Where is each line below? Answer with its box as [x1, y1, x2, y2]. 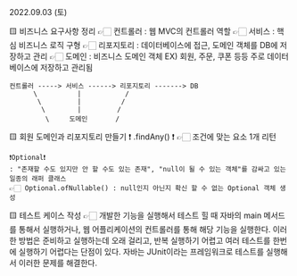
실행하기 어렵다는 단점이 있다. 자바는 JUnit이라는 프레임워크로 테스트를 [18, 247, 265, 256]
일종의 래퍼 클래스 [9, 174, 67, 183]
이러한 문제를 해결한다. [18, 257, 98, 268]
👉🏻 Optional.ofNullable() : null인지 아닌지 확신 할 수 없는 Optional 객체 [9, 184, 276, 193]
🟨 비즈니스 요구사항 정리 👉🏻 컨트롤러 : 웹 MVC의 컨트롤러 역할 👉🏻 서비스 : [9, 26, 275, 37]
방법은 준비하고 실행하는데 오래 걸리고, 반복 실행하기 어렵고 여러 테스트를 [18, 235, 271, 246]
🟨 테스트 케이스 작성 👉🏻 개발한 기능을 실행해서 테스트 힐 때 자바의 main [9, 210, 262, 221]
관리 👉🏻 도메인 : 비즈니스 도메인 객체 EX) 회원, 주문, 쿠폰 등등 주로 [32, 51, 266, 62]
